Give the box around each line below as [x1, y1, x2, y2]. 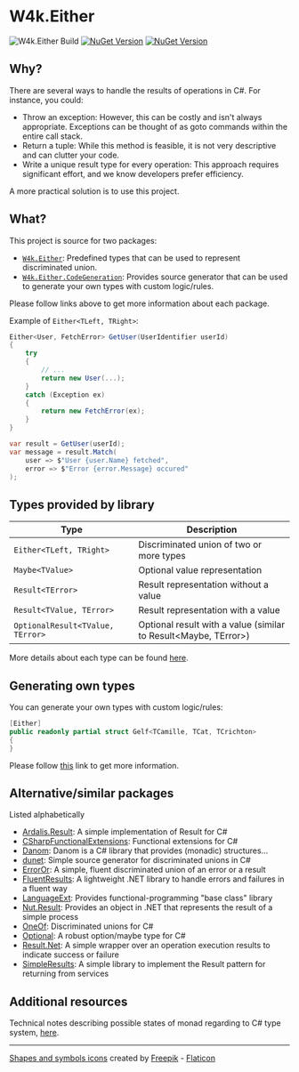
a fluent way [21, 883, 69, 894]
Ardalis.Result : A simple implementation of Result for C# [21, 826, 228, 837]
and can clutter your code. [21, 149, 120, 160]
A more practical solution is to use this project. [9, 185, 180, 197]
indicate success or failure [21, 949, 120, 960]
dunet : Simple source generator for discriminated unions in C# [21, 855, 251, 866]
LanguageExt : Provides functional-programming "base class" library [21, 892, 273, 904]
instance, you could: [9, 94, 84, 105]
